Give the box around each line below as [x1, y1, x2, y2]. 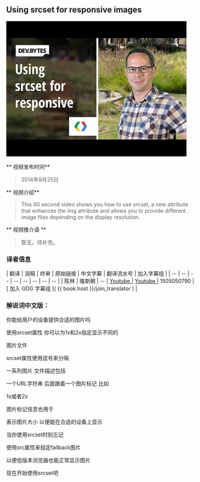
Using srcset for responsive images [6, 5, 142, 15]
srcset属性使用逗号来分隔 [6, 355, 69, 362]
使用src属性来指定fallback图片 [6, 444, 81, 451]
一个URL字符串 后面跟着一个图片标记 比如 [6, 380, 109, 387]
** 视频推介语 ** [6, 225, 46, 233]
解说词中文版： [6, 302, 50, 310]
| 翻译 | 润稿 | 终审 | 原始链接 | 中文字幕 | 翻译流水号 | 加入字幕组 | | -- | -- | [6, 270, 190, 277]
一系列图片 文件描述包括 [6, 367, 66, 374]
